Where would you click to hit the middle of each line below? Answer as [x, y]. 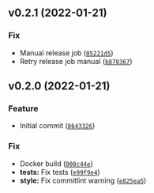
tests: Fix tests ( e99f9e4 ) [60, 172]
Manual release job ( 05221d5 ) [66, 53]
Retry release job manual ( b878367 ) [76, 61]
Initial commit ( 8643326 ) [57, 126]
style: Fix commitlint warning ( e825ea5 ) [83, 180]
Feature [23, 108]
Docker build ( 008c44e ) [56, 163]
